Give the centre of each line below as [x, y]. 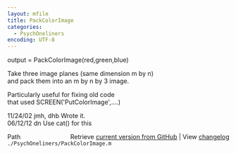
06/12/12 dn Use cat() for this [50, 123]
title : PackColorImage [41, 20]
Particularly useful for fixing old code [61, 95]
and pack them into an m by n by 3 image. [68, 81]
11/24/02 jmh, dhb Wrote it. [46, 116]
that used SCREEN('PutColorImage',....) [64, 102]
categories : [25, 27]
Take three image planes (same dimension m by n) [80, 74]
